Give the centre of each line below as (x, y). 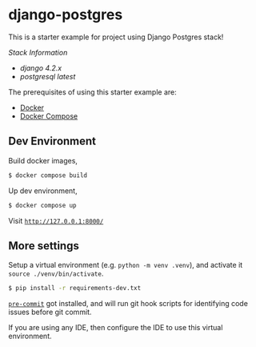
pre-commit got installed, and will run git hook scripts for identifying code (128, 304)
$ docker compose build (48, 175)
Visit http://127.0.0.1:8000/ (56, 220)
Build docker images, (43, 160)
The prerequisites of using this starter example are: (93, 92)
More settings (44, 246)
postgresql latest (48, 76)
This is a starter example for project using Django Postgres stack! (116, 37)
